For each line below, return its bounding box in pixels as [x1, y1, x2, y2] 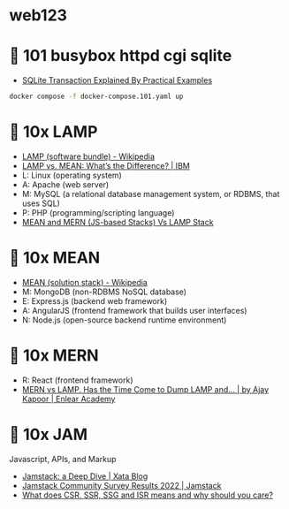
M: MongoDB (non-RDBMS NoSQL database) [21, 286, 187, 297]
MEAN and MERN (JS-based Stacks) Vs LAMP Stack [21, 217, 214, 227]
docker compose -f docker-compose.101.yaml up [9, 92, 184, 102]
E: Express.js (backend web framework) [21, 295, 168, 306]
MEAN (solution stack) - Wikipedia [21, 277, 148, 287]
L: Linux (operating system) [21, 170, 122, 180]
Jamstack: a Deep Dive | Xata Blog [21, 470, 148, 482]
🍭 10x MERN [9, 346, 99, 366]
